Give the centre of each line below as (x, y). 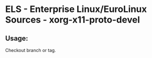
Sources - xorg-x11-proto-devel (73, 20)
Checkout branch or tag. (31, 50)
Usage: (17, 38)
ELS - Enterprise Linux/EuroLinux (76, 9)
